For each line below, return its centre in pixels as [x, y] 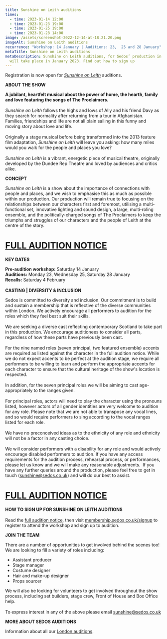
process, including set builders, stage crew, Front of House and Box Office [82, 596]
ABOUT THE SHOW [25, 85]
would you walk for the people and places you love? [59, 147]
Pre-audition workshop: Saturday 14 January [52, 269]
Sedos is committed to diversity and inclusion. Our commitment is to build [81, 300]
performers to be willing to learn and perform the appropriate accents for [80, 364]
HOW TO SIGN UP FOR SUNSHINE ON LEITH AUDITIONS [64, 509]
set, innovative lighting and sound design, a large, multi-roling [90, 209]
